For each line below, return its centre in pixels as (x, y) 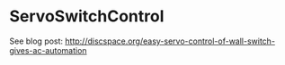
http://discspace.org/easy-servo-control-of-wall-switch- (170, 41)
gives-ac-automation (48, 50)
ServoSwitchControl (87, 16)
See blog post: (36, 41)
